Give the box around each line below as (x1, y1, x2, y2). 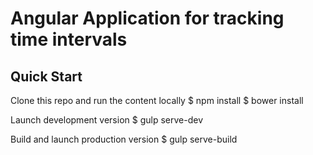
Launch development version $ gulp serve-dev (10, 114, 203, 126)
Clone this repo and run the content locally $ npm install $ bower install (10, 95, 304, 106)
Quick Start (10, 68, 83, 85)
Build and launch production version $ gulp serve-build (10, 133, 238, 145)
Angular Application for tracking (10, 7, 285, 30)
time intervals (10, 28, 128, 51)
